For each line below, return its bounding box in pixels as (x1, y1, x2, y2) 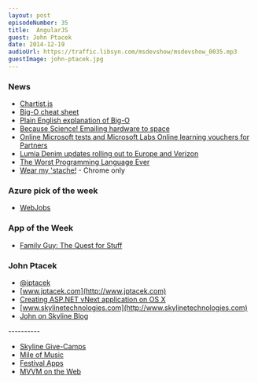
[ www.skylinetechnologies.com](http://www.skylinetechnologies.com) (19, 303, 248, 312)
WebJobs (19, 203, 51, 213)
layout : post (8, 11, 51, 20)
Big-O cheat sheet (19, 108, 79, 117)
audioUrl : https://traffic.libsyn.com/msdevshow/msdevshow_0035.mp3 (8, 48, 238, 56)
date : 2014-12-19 (8, 41, 65, 49)
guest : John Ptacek (8, 33, 72, 42)
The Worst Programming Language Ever (19, 158, 150, 167)
